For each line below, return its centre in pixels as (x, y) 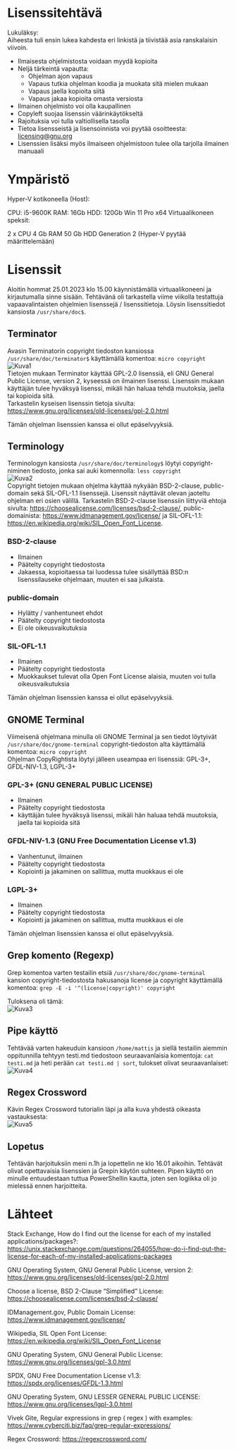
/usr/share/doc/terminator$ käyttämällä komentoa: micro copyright (106, 358)
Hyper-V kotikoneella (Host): (49, 199)
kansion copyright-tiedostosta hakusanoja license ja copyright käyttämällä (115, 980)
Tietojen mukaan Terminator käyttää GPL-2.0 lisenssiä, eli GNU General (111, 373)
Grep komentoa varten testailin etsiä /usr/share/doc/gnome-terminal (106, 972)
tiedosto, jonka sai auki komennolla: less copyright (106, 471)
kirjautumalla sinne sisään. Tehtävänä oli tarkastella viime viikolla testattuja (116, 297)
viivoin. (18, 47)
